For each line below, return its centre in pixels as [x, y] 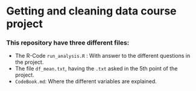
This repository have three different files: [68, 43]
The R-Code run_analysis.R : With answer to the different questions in [103, 56]
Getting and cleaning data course [91, 11]
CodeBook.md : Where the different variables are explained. [86, 81]
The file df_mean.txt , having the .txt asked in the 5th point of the [96, 69]
